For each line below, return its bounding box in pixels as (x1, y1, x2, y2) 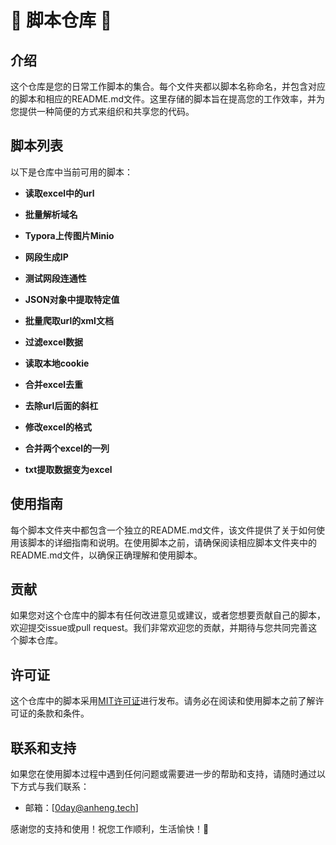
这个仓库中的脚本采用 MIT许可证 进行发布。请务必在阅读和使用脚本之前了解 (10, 695, 316, 707)
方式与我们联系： (18, 781, 90, 793)
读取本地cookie (24, 357, 90, 369)
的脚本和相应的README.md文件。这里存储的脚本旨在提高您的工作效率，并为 (10, 93, 326, 105)
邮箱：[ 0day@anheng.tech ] (24, 802, 139, 814)
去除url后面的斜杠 (24, 399, 99, 411)
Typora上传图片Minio (24, 229, 115, 241)
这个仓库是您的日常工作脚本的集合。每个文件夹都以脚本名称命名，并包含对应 (10, 81, 326, 92)
